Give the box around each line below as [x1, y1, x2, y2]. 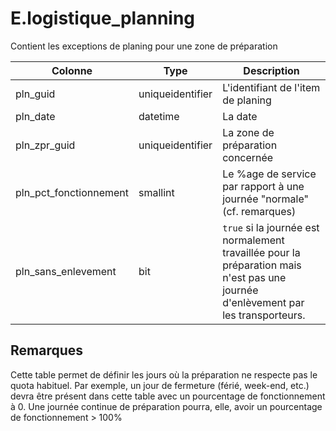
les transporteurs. [222, 308, 306, 322]
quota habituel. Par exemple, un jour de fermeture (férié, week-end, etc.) [10, 379, 310, 391]
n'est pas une [222, 270, 287, 284]
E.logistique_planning [10, 7, 196, 30]
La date [222, 109, 258, 123]
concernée [222, 150, 274, 164]
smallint [138, 185, 175, 199]
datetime [138, 109, 180, 123]
